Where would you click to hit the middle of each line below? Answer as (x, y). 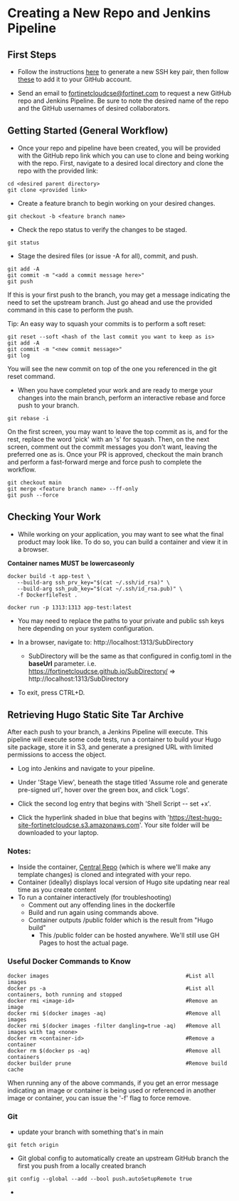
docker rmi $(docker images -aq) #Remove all (114, 1014)
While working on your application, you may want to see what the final (121, 534)
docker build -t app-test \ (49, 576)
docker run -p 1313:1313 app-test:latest (70, 607)
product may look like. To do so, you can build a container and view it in (123, 542)
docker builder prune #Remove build (117, 1064)
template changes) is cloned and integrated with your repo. (105, 874)
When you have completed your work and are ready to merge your (115, 390)
